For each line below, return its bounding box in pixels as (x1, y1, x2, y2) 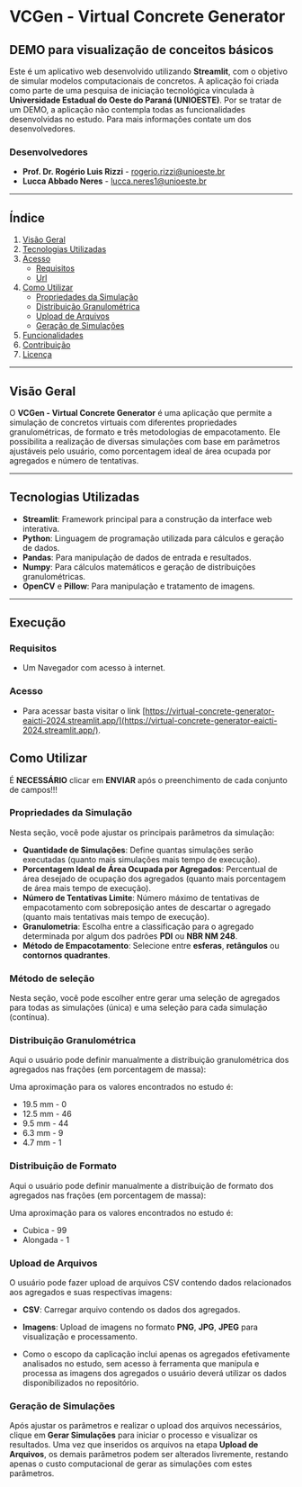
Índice (9, 210, 45, 226)
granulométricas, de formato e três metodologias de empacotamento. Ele (9, 426, 280, 437)
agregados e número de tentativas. (9, 455, 139, 465)
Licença (22, 349, 52, 360)
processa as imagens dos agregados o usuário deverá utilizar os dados (22, 1368, 288, 1379)
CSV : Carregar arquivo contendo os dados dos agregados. (22, 1304, 241, 1315)
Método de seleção (9, 972, 95, 985)
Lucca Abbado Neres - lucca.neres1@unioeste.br (22, 176, 207, 186)
